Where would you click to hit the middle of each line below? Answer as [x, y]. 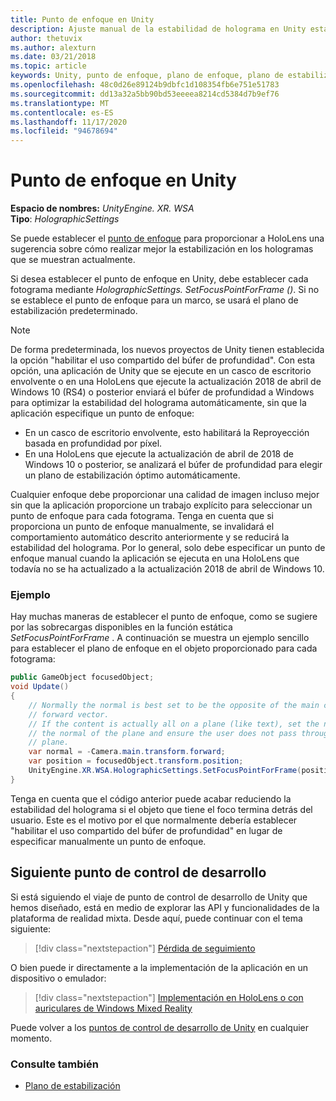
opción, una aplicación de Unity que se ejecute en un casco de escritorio [161, 371]
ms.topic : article [48, 66]
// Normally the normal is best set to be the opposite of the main [174, 705]
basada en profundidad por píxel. [93, 443]
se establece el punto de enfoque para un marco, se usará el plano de [154, 300]
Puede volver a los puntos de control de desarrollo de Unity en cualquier [160, 1027]
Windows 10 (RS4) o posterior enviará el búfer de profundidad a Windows [162, 392]
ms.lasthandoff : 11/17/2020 [69, 122]
